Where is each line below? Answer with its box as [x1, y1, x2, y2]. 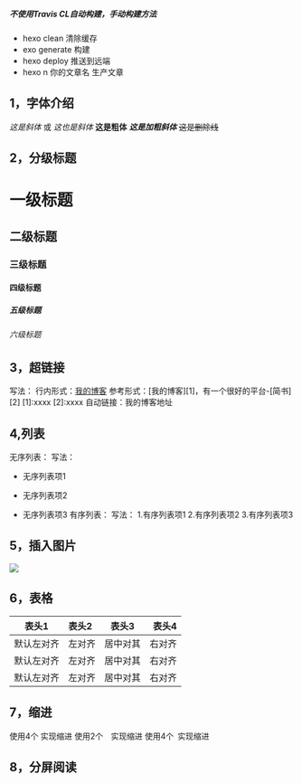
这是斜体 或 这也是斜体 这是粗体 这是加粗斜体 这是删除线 [9, 121, 219, 132]
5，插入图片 [9, 538, 77, 553]
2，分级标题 [9, 150, 77, 166]
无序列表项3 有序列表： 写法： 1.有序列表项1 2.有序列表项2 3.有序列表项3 [22, 509, 294, 520]
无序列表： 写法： [9, 452, 75, 463]
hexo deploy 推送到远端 [22, 55, 111, 66]
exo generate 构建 [22, 43, 90, 54]
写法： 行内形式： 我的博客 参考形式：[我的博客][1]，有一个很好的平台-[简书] [9, 385, 292, 397]
